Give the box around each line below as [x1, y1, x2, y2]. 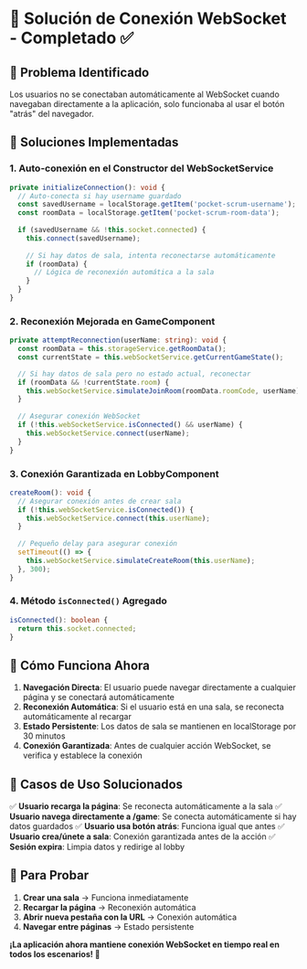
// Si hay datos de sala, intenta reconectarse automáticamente [26, 250, 276, 260]
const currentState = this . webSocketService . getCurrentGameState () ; [17, 352, 284, 362]
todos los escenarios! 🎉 [9, 948, 101, 959]
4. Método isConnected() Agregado [9, 594, 167, 607]
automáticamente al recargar [22, 711, 132, 722]
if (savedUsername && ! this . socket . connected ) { [17, 226, 206, 235]
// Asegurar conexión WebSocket [17, 411, 142, 421]
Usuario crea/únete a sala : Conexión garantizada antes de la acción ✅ [9, 831, 276, 842]
